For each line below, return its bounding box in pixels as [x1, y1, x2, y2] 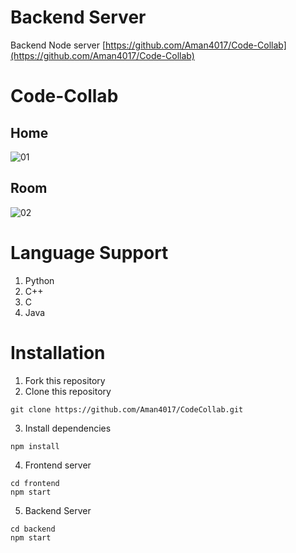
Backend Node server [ [10, 39, 107, 51]
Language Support [10, 241, 169, 264]
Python [24, 274, 55, 286]
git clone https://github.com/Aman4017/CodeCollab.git [10, 404, 244, 415]
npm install [10, 441, 60, 451]
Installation [10, 341, 106, 364]
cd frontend [10, 478, 60, 488]
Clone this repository [24, 385, 112, 397]
